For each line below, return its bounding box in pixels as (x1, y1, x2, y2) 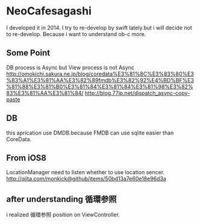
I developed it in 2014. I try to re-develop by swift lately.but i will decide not (6, 24, 193, 31)
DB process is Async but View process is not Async (6, 64, 134, 71)
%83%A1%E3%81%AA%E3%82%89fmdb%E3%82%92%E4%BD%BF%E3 (6, 76, 195, 83)
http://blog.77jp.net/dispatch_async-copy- (84, 89, 190, 97)
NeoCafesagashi (6, 4, 92, 18)
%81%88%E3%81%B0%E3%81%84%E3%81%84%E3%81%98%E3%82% (6, 83, 194, 90)
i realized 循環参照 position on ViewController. (6, 211, 120, 219)
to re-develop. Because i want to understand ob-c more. (6, 30, 146, 37)
